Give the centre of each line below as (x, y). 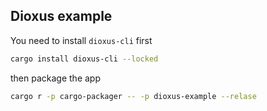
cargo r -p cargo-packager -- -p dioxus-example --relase (133, 96)
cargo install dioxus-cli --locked (84, 59)
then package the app (55, 78)
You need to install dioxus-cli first (81, 40)
